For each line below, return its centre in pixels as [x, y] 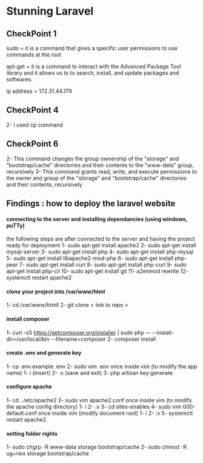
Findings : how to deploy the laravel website [91, 204]
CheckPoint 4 [32, 110]
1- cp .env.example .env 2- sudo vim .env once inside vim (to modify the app [102, 366]
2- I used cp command [35, 125]
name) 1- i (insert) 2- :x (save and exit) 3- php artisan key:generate [90, 372]
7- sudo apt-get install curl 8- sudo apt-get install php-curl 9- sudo [103, 265]
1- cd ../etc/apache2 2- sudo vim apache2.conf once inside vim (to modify [99, 400]
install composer [28, 319]
